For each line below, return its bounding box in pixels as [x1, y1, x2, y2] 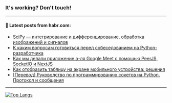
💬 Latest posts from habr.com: [5, 22, 71, 28]
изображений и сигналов [12, 39, 68, 45]
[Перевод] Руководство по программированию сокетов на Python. [12, 71, 160, 78]
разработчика [12, 50, 44, 56]
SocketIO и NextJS [12, 61, 53, 67]
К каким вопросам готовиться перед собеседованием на [12, 44, 139, 50]
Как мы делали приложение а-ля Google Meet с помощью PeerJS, [12, 55, 158, 61]
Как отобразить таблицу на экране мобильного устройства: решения [12, 66, 165, 72]
